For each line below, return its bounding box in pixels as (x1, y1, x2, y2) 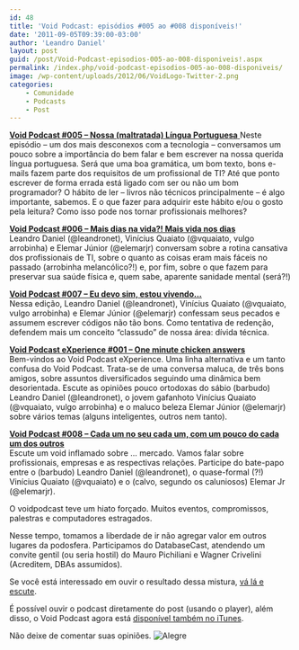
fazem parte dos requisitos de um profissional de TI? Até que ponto (31, 168, 280, 179)
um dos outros (9, 438, 65, 450)
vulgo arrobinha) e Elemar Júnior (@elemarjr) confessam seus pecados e (9, 307, 281, 319)
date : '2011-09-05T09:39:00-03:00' (9, 30, 143, 39)
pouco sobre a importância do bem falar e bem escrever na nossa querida (9, 149, 285, 160)
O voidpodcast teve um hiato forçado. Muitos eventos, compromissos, (9, 503, 269, 514)
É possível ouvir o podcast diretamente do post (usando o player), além (9, 603, 274, 614)
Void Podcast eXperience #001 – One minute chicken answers (9, 344, 246, 355)
